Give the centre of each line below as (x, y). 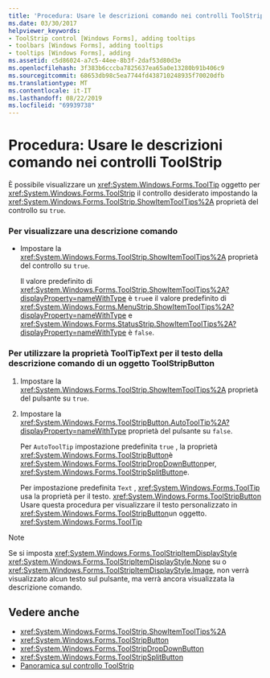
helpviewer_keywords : (45, 31)
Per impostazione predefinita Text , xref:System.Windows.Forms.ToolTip (140, 487)
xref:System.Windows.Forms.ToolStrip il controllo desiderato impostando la (133, 193)
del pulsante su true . (55, 398)
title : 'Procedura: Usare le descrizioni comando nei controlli (118, 16)
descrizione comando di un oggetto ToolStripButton (112, 364)
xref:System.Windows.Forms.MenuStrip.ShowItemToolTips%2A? (127, 307)
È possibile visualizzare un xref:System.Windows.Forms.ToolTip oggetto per (134, 185)
